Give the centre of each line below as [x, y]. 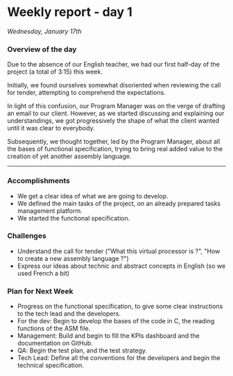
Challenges [27, 236]
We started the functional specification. [74, 218]
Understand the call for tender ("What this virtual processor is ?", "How [119, 251]
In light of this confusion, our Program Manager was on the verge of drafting [116, 106]
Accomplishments [39, 181]
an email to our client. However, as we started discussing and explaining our [116, 113]
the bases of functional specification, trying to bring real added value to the [115, 149]
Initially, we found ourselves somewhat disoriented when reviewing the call [114, 85]
